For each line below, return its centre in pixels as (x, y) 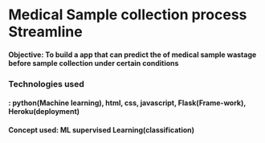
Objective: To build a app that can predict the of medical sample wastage (132, 55)
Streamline (45, 32)
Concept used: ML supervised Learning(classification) (102, 129)
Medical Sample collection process (128, 15)
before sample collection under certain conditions (94, 63)
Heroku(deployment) (44, 112)
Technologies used (46, 84)
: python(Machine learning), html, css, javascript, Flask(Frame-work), (127, 103)
